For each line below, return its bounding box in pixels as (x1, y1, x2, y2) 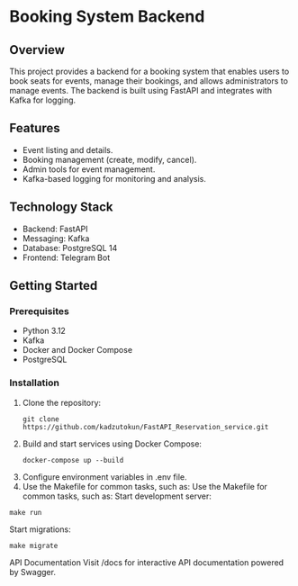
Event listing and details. (22, 144, 113, 155)
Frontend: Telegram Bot (22, 252, 111, 263)
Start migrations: (9, 524, 71, 535)
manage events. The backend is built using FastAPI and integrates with (9, 86, 273, 95)
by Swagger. (9, 566, 57, 577)
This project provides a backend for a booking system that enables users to (9, 66, 290, 77)
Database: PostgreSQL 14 (22, 242, 118, 253)
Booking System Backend (9, 6, 205, 27)
